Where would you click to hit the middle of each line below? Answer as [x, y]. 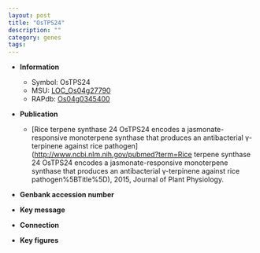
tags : [17, 45]
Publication [39, 114]
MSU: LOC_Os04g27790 [71, 90]
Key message [42, 210]
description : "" [35, 30]
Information [39, 67]
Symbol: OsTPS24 [61, 82]
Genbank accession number [67, 195]
